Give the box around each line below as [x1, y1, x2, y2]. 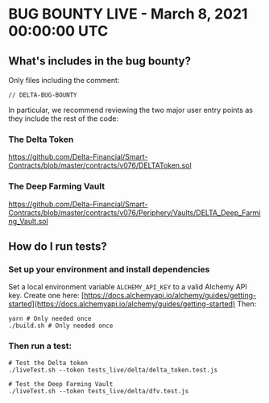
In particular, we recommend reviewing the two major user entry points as [8, 106, 254, 114]
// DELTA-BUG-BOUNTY [8, 91, 78, 99]
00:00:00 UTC [8, 22, 109, 40]
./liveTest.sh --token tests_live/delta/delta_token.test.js [8, 366, 218, 374]
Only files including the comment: [8, 76, 120, 85]
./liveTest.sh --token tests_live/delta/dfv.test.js [8, 387, 189, 395]
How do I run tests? [8, 239, 107, 253]
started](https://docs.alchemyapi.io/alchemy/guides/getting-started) [8, 299, 236, 309]
